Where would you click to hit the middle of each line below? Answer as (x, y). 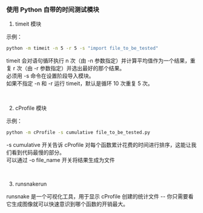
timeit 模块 (28, 24)
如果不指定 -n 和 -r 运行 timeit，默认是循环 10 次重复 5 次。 (80, 84)
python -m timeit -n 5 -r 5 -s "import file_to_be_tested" (82, 49)
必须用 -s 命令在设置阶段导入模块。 (50, 76)
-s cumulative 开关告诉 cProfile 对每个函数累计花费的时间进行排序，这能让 (99, 145)
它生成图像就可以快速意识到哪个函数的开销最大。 (67, 204)
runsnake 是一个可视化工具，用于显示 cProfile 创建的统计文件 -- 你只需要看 (100, 197)
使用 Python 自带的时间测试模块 (53, 9)
